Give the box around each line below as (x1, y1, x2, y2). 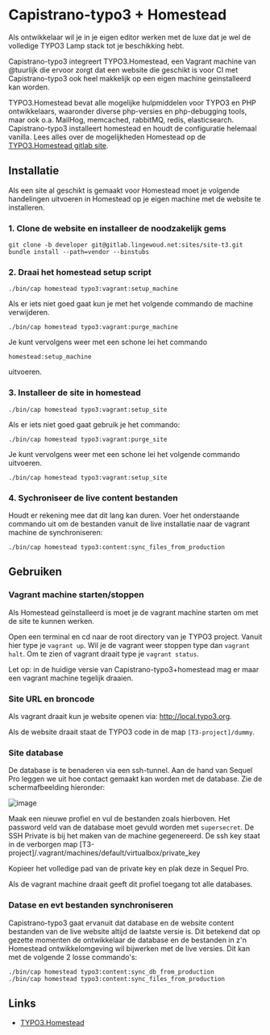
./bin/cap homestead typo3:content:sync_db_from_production (8, 967, 215, 976)
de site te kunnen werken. (8, 616, 95, 626)
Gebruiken (8, 565, 63, 579)
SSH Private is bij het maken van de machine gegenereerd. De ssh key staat (8, 831, 260, 841)
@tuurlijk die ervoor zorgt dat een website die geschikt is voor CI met (8, 64, 239, 74)
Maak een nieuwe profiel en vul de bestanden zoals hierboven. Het (8, 814, 231, 824)
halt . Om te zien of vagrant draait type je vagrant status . (8, 649, 199, 659)
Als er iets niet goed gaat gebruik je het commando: (8, 419, 181, 429)
